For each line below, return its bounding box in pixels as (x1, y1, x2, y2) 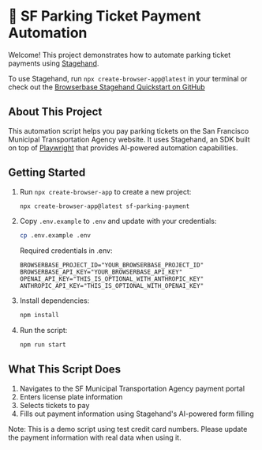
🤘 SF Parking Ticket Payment (8, 7, 201, 25)
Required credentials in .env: (19, 246, 113, 255)
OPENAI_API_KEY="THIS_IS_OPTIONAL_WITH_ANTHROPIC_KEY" (19, 275, 204, 283)
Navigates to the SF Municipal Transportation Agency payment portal (19, 384, 245, 393)
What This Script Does (8, 363, 121, 376)
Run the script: (19, 326, 68, 335)
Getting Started (8, 166, 86, 180)
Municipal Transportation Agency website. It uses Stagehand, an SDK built (8, 134, 250, 144)
